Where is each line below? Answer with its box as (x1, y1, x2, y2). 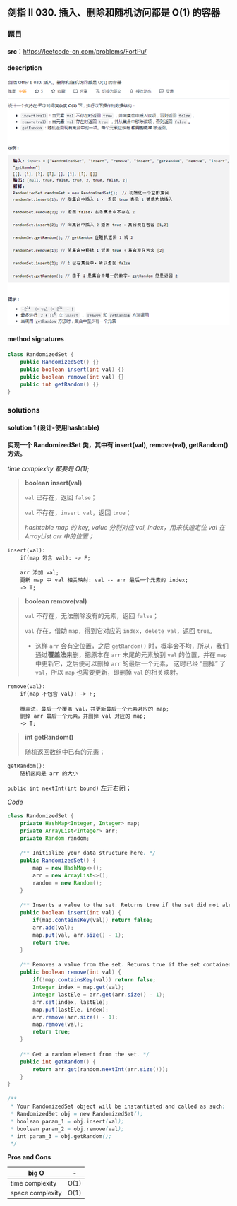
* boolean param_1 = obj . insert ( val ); (10, 1118, 125, 1125)
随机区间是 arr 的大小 (20, 770, 78, 777)
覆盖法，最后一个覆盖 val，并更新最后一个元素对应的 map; (20, 705, 169, 712)
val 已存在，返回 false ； (24, 493, 97, 502)
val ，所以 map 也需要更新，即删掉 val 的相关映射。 (35, 668, 182, 676)
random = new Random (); (32, 879, 102, 887)
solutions (7, 405, 40, 415)
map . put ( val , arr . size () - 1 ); (32, 931, 125, 938)
